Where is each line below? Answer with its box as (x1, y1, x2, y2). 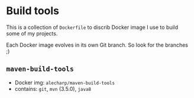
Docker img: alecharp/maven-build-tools (14, 79, 115, 86)
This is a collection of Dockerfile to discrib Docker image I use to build (6, 24, 179, 31)
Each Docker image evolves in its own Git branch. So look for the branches (6, 41, 188, 48)
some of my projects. (6, 30, 58, 37)
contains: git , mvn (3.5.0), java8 (14, 85, 92, 92)
